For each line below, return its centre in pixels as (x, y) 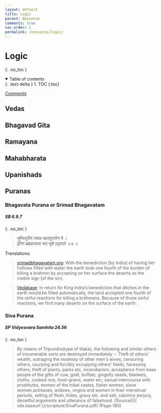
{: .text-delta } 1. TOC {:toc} (32, 84)
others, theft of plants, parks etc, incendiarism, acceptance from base (86, 370)
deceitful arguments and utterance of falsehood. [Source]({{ (77, 400)
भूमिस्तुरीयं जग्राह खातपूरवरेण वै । (42, 238)
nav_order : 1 (18, 28)
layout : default (21, 9)
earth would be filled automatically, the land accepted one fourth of (84, 293)
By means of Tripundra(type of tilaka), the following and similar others (87, 349)
